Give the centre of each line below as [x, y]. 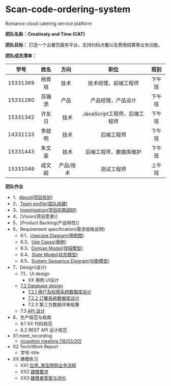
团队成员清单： [21, 56]
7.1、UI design [35, 273]
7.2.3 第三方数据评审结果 [54, 305]
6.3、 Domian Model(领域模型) [51, 248]
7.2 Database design [42, 286]
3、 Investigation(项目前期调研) [45, 210]
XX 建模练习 [25, 359]
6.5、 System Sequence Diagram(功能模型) [65, 261]
